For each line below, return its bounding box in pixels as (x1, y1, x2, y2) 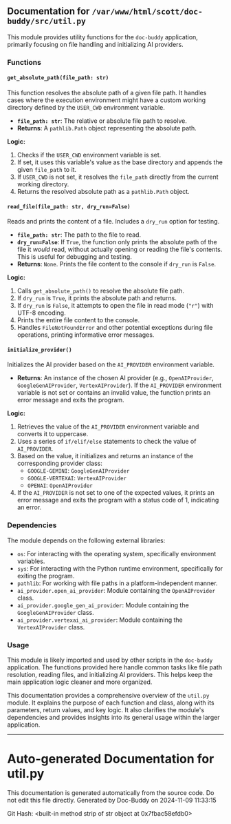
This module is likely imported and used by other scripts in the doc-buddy (7, 656, 213, 664)
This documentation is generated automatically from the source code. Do (7, 788, 214, 796)
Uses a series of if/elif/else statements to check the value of (16, 438, 197, 446)
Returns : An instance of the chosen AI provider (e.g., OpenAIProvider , (16, 374, 214, 382)
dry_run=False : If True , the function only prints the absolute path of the (16, 238, 218, 246)
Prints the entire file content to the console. (16, 316, 140, 324)
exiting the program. (16, 571, 75, 580)
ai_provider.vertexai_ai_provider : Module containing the (16, 616, 184, 624)
